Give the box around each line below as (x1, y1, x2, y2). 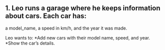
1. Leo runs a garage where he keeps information (5, 4, 161, 12)
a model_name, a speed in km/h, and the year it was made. (5, 25, 127, 31)
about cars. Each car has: (5, 12, 87, 20)
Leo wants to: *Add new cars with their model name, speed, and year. (5, 34, 150, 40)
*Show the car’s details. (5, 40, 55, 46)
